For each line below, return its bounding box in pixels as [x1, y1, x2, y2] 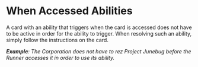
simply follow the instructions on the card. [6, 36, 108, 43]
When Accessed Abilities [6, 4, 133, 18]
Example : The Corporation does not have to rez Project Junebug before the [6, 47, 191, 55]
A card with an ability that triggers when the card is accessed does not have [6, 24, 192, 31]
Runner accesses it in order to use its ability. [6, 54, 114, 61]
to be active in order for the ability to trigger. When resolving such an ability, [6, 30, 192, 37]
